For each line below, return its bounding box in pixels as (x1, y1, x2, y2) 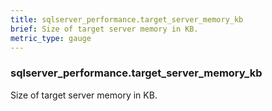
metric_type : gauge (10, 33, 92, 43)
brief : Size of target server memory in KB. (10, 24, 199, 34)
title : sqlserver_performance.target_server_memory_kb (10, 14, 244, 25)
